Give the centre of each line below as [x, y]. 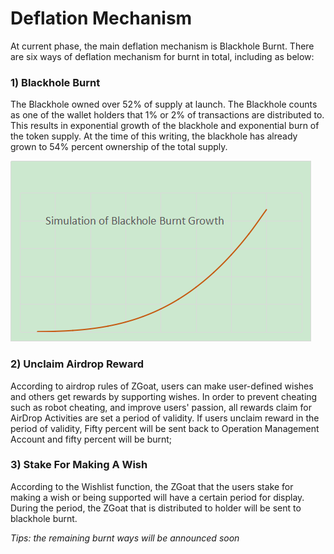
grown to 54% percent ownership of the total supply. [119, 147]
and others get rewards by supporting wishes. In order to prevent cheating [164, 396]
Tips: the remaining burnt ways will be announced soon [125, 538]
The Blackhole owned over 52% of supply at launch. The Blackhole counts [164, 104]
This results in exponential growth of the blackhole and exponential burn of [165, 126]
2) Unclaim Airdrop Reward [77, 364]
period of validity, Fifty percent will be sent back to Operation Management [165, 428]
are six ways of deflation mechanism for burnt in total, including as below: [162, 56]
